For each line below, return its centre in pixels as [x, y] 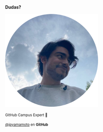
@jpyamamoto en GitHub [27, 125]
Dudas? [13, 7]
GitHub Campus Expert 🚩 [26, 115]
